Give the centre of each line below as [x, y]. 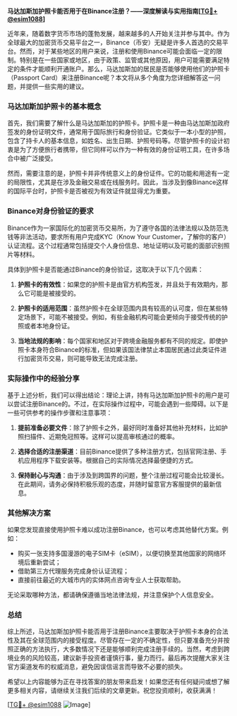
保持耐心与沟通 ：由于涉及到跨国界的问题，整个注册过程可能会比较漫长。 [122, 475]
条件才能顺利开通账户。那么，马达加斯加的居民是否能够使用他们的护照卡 [124, 69]
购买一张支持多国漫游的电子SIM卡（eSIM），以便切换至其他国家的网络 [119, 554]
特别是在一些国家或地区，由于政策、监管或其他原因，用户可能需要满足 [121, 60]
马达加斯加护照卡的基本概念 [54, 107]
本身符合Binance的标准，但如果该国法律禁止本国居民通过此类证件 [125, 349]
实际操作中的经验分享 [43, 378]
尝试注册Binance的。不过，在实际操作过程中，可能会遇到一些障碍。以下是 [121, 403]
